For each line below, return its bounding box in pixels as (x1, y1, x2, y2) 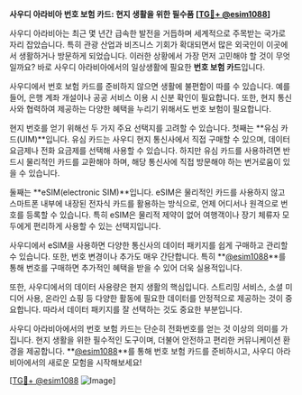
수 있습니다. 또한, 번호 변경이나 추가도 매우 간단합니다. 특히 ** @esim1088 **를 (9, 252, 287, 262)
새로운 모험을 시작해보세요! (48, 357, 142, 368)
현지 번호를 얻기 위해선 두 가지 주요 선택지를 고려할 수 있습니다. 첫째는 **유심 (9, 123, 279, 133)
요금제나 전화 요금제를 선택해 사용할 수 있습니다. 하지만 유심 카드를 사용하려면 (9, 145, 281, 156)
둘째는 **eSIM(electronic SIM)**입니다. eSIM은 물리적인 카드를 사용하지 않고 (9, 187, 286, 197)
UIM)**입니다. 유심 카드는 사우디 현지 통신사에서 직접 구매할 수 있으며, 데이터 (19, 134, 290, 144)
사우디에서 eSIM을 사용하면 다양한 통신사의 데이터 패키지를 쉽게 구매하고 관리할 (9, 240, 288, 251)
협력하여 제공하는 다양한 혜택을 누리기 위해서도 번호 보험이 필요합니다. (25, 104, 272, 114)
